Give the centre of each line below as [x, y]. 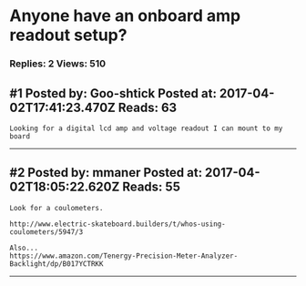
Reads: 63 [148, 107]
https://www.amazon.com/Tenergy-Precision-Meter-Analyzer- [124, 256]
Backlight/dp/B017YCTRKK [56, 264]
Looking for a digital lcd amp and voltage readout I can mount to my [146, 128]
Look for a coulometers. [56, 208]
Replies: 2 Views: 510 [58, 64]
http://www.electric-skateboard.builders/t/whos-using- [117, 224]
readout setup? [68, 35]
